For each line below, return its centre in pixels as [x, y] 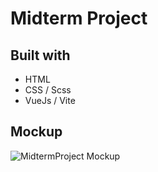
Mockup [36, 132]
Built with [40, 55]
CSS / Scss [48, 90]
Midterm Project [79, 18]
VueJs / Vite [50, 100]
